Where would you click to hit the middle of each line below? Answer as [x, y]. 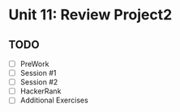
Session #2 [39, 82]
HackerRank [41, 91]
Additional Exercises [54, 100]
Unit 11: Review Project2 [90, 15]
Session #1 [38, 73]
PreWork [34, 64]
